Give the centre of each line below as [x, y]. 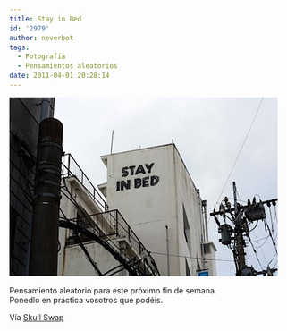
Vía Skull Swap [37, 317]
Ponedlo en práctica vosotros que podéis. [86, 300]
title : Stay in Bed [46, 19]
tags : [19, 47]
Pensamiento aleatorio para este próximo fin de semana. [113, 290]
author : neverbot [42, 38]
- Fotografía [42, 57]
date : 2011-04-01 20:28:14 [59, 76]
